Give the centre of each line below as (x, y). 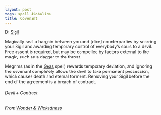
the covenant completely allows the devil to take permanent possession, (77, 72)
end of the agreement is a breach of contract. (50, 82)
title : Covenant (21, 18)
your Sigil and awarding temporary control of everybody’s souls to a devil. (79, 47)
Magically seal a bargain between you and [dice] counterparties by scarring (81, 42)
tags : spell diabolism (28, 14)
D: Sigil (12, 32)
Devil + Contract (21, 93)
